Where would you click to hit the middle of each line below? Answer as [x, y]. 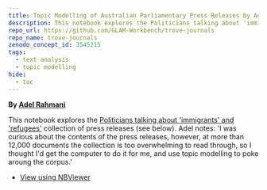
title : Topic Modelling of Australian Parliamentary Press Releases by [129, 15]
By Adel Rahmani [37, 104]
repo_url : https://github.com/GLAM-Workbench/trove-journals [112, 30]
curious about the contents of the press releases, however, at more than [126, 136]
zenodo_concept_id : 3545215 [55, 45]
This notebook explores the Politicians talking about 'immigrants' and [121, 120]
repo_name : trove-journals [53, 38]
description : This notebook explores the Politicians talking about [124, 23]
